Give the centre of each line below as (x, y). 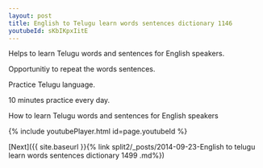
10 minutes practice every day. (59, 100)
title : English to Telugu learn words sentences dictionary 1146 (120, 23)
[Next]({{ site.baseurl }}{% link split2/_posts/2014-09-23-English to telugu (132, 147)
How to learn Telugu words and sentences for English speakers (114, 116)
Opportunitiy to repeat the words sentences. (82, 69)
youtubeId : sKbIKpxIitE (48, 31)
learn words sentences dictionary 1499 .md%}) (87, 156)
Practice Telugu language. (52, 84)
